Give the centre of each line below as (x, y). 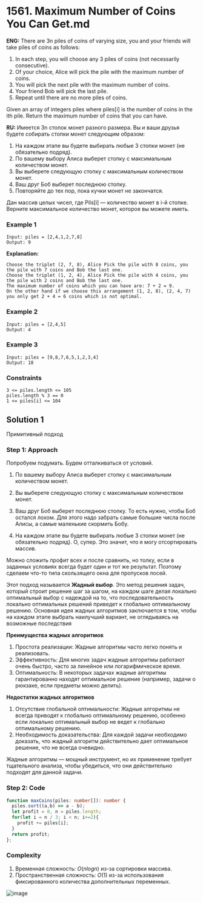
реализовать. (32, 653)
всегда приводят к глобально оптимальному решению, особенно (100, 715)
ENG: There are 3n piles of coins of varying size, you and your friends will (98, 41)
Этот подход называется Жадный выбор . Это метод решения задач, (96, 585)
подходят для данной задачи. (45, 772)
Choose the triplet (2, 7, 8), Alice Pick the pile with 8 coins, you (97, 265)
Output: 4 (19, 329)
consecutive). (32, 65)
